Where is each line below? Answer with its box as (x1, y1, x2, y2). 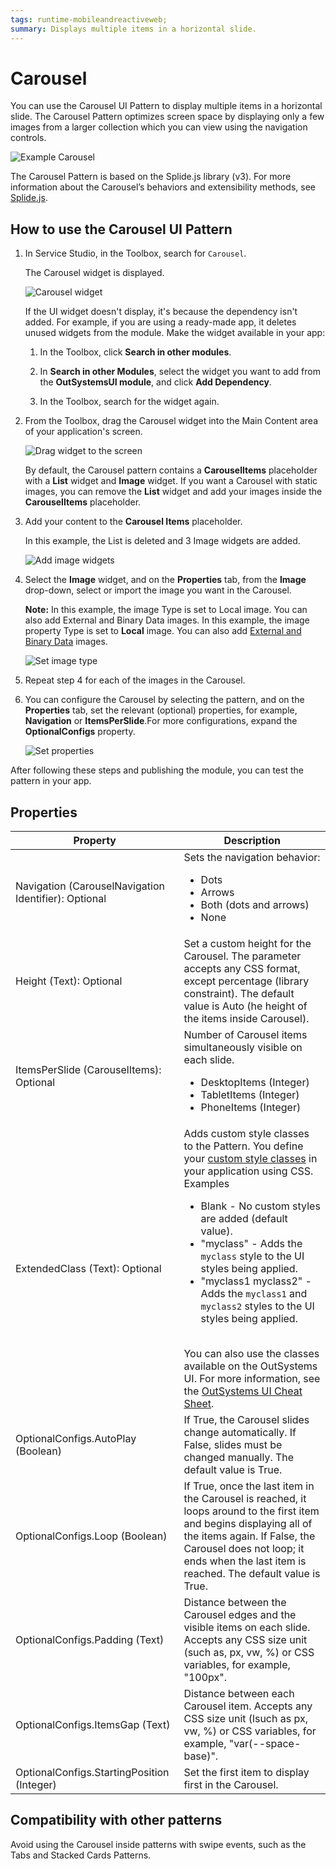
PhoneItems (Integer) (200, 1101, 302, 1115)
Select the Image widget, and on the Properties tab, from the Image (24, 574, 307, 586)
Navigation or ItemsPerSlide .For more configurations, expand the (24, 715, 298, 727)
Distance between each (183, 1687, 295, 1701)
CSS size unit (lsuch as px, (183, 1712, 308, 1726)
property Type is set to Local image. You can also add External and (24, 625, 302, 637)
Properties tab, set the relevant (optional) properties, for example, (24, 704, 298, 716)
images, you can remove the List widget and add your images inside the (24, 486, 323, 498)
